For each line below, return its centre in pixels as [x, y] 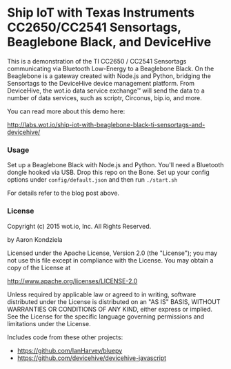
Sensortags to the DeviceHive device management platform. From [101, 83]
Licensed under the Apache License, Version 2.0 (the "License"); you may [112, 253]
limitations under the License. [49, 323]
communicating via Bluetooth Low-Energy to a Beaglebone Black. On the [111, 68]
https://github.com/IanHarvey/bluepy [70, 350]
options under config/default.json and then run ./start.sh [92, 180]
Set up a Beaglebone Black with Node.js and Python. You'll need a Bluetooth [115, 165]
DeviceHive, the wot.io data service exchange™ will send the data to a [106, 91]
